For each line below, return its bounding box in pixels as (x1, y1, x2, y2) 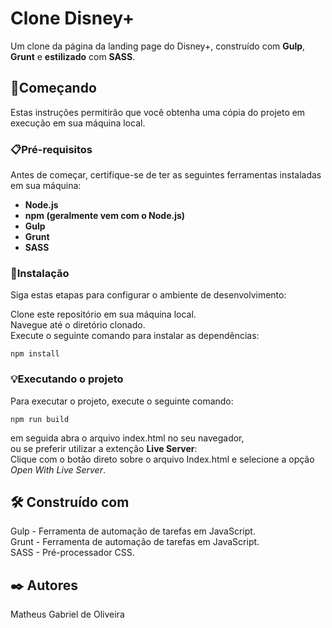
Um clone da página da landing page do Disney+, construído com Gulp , (10, 40, 306, 52)
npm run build (10, 414, 70, 424)
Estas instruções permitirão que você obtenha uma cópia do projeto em (10, 106, 306, 118)
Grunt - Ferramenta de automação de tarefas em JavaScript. (10, 536, 260, 548)
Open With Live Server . (10, 463, 106, 476)
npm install (10, 349, 60, 359)
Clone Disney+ (10, 7, 135, 30)
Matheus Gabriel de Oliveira (10, 608, 125, 621)
